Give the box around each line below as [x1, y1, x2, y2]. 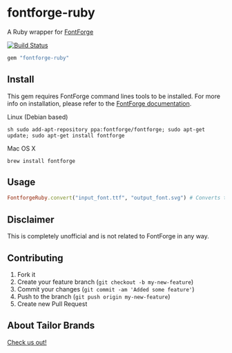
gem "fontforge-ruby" [7, 54, 70, 61]
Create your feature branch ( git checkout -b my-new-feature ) [17, 278, 194, 286]
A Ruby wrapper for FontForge [7, 28, 94, 36]
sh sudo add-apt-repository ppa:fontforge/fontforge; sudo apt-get [7, 126, 206, 133]
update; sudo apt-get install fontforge [7, 132, 126, 139]
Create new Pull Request [17, 299, 88, 308]
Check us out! [7, 338, 47, 346]
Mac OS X [7, 144, 36, 153]
